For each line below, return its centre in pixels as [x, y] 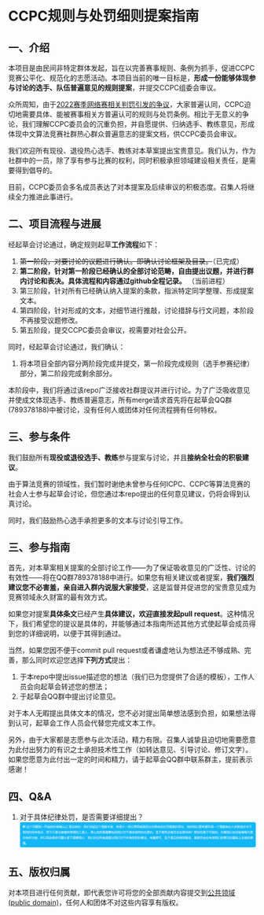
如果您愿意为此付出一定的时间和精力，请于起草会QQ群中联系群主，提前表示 [130, 759]
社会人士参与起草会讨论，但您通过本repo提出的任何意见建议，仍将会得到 [126, 493]
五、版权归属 [39, 872]
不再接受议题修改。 [51, 320]
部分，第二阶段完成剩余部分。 [68, 373]
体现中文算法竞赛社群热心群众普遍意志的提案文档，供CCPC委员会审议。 [125, 134]
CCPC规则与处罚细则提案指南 [104, 16]
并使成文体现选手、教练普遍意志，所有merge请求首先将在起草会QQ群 [120, 400]
